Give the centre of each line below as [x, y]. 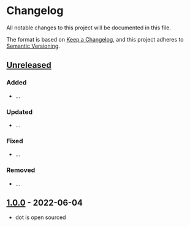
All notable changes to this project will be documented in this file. [89, 28]
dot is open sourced [40, 217]
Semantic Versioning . [33, 46]
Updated [19, 112]
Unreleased [29, 65]
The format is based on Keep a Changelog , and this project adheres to [95, 39]
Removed [21, 170]
